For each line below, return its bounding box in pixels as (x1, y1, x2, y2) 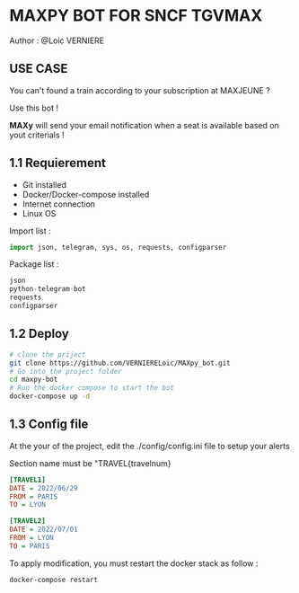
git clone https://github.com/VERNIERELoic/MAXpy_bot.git (9, 358, 231, 367)
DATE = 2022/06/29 (9, 483, 78, 492)
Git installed (22, 179, 67, 190)
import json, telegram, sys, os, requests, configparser (9, 243, 227, 252)
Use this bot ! (9, 102, 58, 113)
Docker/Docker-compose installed (22, 189, 150, 199)
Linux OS (22, 208, 57, 218)
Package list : (9, 259, 59, 270)
